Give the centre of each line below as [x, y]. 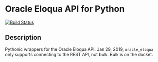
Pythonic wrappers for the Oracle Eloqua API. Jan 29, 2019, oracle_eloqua [79, 49]
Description [23, 38]
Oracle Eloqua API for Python [65, 9]
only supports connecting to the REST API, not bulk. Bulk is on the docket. [79, 54]
